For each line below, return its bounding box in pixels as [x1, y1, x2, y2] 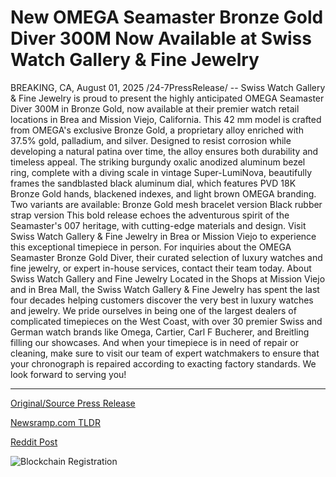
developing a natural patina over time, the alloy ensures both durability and [10, 145, 319, 157]
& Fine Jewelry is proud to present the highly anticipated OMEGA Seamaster [10, 92, 325, 104]
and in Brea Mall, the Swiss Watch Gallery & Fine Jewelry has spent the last [10, 283, 320, 295]
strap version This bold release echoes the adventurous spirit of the [10, 209, 290, 221]
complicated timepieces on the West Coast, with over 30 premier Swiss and [10, 315, 323, 327]
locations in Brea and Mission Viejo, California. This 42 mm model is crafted [10, 113, 322, 125]
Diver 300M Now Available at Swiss [10, 27, 312, 50]
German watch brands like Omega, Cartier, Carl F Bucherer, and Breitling [10, 326, 310, 338]
